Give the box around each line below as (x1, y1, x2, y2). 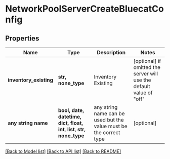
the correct (94, 129, 120, 136)
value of (133, 89, 153, 96)
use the (133, 76, 151, 84)
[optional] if (133, 58, 161, 64)
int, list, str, (58, 126, 86, 133)
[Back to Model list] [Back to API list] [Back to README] (5, 148, 121, 154)
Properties (5, 34, 39, 43)
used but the (94, 116, 124, 123)
